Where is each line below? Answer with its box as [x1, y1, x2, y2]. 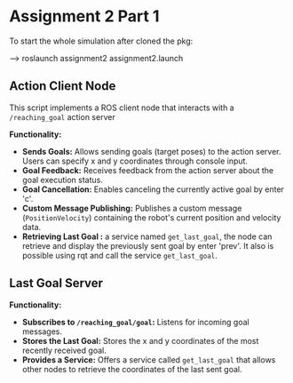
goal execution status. [21, 174, 104, 185]
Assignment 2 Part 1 [9, 6, 160, 27]
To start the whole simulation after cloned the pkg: [9, 36, 194, 46]
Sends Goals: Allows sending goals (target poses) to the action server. [21, 146, 281, 156]
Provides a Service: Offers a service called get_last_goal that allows [21, 354, 276, 365]
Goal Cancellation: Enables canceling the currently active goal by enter [21, 184, 284, 195]
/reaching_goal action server [9, 111, 115, 122]
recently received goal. [21, 345, 107, 355]
